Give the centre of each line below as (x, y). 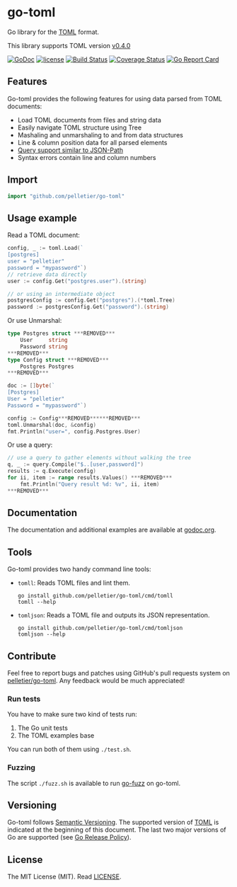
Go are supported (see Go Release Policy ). (69, 837)
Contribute (32, 656)
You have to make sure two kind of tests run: (73, 714)
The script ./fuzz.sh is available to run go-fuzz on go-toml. (94, 783)
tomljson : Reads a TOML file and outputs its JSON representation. (114, 615)
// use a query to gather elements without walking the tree (99, 458)
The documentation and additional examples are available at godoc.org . (112, 530)
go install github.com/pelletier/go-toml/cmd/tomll (95, 596)
